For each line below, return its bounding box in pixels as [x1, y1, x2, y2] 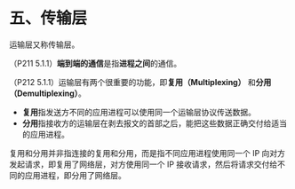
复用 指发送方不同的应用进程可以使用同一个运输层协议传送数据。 [21, 106, 256, 117]
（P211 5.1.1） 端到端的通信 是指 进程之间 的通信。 [9, 58, 182, 68]
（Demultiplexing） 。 [9, 88, 87, 98]
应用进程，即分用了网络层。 [24, 169, 126, 180]
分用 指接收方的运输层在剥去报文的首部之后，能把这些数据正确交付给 [21, 117, 272, 129]
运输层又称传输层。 [9, 39, 80, 50]
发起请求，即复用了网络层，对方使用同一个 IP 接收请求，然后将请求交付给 [9, 159, 278, 169]
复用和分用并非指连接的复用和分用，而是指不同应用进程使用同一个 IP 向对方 [9, 147, 286, 158]
